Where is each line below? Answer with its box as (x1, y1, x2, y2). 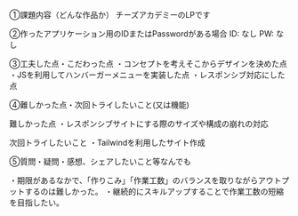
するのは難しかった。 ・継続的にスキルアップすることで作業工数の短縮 (24, 187, 285, 196)
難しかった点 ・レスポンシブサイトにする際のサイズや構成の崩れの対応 (9, 118, 269, 129)
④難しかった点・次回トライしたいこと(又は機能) (9, 100, 189, 110)
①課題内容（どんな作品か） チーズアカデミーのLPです (9, 10, 211, 20)
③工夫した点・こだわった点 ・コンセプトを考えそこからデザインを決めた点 (9, 59, 287, 68)
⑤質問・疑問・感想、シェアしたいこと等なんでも (9, 156, 191, 166)
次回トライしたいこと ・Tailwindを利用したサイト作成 (9, 138, 206, 148)
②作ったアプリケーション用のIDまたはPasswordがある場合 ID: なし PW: (9, 28, 274, 39)
